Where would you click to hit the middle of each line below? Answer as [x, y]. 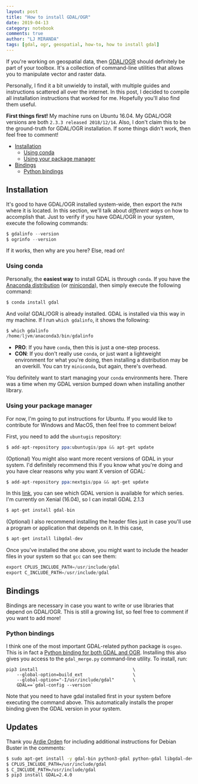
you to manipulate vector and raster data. [56, 74]
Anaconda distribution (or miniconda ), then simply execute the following [94, 285]
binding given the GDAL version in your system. [64, 709]
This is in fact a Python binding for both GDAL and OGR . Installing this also [96, 653]
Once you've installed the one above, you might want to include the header [97, 550]
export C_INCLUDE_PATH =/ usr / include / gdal [58, 573]
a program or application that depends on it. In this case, [75, 528]
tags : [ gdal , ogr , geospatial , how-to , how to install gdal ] [83, 45]
